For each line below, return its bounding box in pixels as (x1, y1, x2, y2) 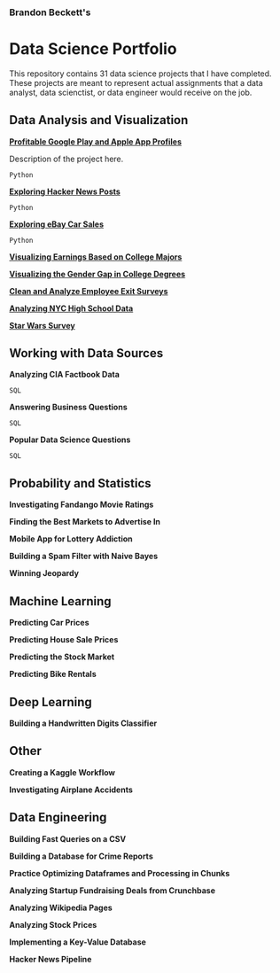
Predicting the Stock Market (9, 651, 115, 662)
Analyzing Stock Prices (9, 919, 97, 930)
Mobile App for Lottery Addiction (9, 533, 133, 544)
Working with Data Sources (9, 346, 164, 361)
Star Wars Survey (9, 320, 75, 331)
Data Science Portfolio (9, 39, 177, 59)
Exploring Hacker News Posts (9, 186, 121, 197)
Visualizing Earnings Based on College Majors (9, 251, 183, 262)
